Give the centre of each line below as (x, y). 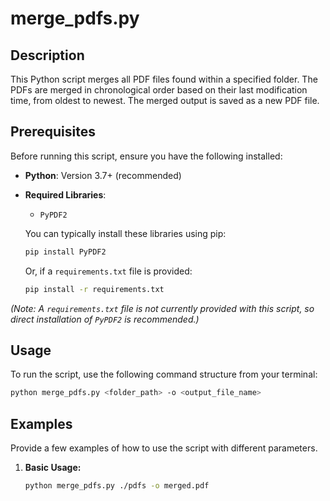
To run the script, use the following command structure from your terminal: (164, 374)
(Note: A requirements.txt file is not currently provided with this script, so (162, 308)
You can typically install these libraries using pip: (125, 233)
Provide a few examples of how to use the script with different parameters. (164, 448)
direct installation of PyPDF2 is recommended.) (105, 319)
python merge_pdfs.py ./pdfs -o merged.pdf (117, 486)
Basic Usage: (53, 468)
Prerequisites (53, 132)
